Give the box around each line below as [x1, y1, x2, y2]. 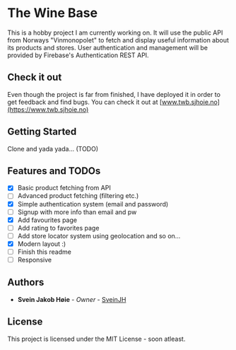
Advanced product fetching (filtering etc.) [17, 192, 139, 200]
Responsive [17, 255, 52, 264]
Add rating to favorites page [17, 223, 100, 232]
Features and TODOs [7, 165, 101, 177]
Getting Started [7, 126, 77, 138]
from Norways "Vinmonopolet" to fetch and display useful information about [7, 35, 230, 44]
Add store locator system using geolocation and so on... [17, 231, 181, 240]
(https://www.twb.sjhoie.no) [7, 105, 89, 114]
